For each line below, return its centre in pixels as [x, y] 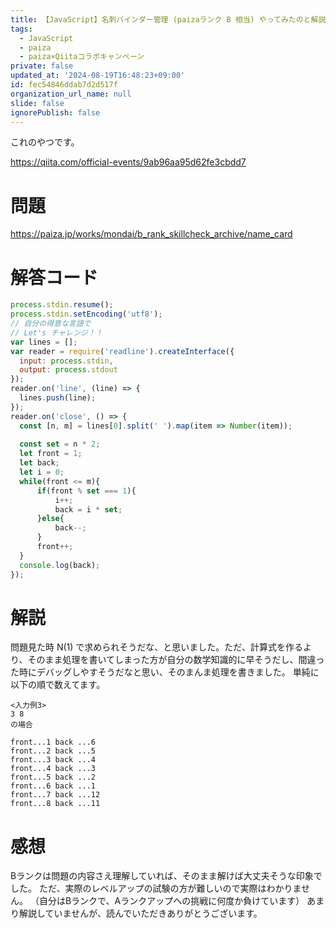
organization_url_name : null [71, 94]
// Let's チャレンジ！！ [56, 332]
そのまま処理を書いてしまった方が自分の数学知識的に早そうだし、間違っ [176, 660]
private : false [42, 66]
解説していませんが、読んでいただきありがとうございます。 [140, 913]
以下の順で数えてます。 [58, 685]
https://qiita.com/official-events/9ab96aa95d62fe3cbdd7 [128, 162]
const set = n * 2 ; [60, 444]
